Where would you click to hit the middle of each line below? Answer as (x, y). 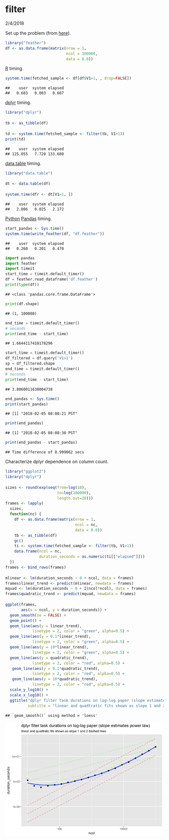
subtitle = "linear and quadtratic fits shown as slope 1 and (94, 706)
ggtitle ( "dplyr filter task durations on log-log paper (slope (77, 700)
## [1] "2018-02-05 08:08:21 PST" (41, 414)
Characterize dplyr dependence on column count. (57, 462)
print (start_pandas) (27, 404)
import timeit (20, 269)
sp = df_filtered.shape (30, 364)
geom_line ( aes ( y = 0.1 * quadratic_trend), (56, 668)
